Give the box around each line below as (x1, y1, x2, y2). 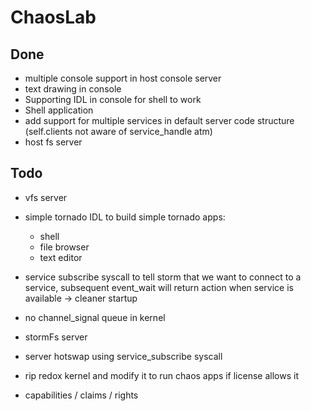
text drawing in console (24, 83, 122, 95)
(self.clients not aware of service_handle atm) (24, 126, 213, 137)
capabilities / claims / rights (24, 389, 139, 401)
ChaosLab (10, 6, 97, 29)
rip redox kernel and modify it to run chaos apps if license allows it (24, 369, 299, 381)
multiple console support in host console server (24, 72, 222, 84)
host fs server (24, 136, 83, 148)
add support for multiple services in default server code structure (24, 115, 295, 126)
